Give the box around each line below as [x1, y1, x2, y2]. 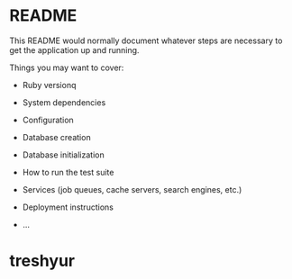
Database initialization [22, 149, 105, 160]
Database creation [22, 131, 92, 142]
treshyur [9, 251, 75, 271]
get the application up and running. [9, 44, 140, 55]
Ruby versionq [22, 79, 77, 90]
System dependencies [22, 96, 106, 108]
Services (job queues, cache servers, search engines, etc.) [22, 184, 242, 194]
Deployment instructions [22, 202, 114, 212]
